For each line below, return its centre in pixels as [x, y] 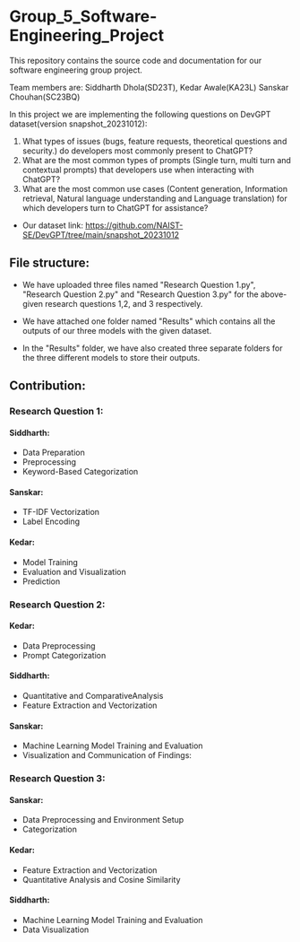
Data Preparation [53, 453]
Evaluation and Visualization [74, 571]
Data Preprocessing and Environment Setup [103, 820]
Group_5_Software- [83, 17]
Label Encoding [51, 521]
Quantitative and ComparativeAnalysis [93, 696]
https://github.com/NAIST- [134, 225]
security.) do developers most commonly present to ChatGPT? [137, 151]
